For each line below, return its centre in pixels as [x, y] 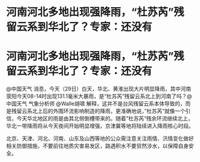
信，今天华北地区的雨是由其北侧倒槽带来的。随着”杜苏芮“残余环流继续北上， [100, 119]
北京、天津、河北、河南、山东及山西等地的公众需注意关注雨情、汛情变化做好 [100, 139]
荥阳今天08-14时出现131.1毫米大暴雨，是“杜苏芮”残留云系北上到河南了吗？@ [99, 96]
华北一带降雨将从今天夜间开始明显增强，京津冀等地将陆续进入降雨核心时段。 [100, 126]
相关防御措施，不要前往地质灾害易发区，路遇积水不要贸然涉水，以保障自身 [97, 146]
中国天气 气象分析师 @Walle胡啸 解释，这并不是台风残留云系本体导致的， [96, 104]
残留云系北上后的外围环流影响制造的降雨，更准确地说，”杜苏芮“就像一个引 [101, 111]
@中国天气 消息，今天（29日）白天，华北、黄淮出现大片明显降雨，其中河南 [99, 89]
